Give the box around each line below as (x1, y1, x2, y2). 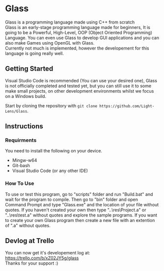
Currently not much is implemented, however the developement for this (5, 45, 149, 51)
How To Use (5, 180, 34, 187)
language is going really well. (5, 50, 64, 56)
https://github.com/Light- (99, 103, 155, 108)
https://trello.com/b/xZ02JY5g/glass (5, 255, 79, 261)
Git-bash (12, 163, 30, 169)
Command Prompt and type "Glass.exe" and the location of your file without (5, 201, 159, 207)
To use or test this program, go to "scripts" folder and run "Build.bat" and (5, 191, 153, 197)
